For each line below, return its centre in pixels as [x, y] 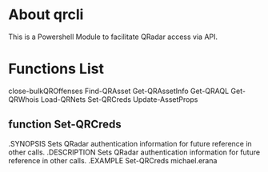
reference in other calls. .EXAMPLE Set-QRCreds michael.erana [113, 160]
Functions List [56, 69]
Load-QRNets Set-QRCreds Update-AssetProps [119, 99]
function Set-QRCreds [65, 125]
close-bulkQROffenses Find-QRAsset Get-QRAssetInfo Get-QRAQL [119, 91]
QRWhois [24, 99]
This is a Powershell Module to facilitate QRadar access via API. [113, 37]
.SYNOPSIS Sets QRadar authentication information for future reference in [130, 143]
